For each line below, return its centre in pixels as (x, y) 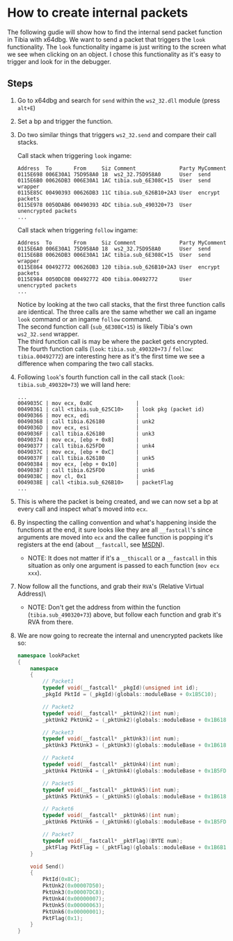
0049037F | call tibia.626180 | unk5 (86, 458)
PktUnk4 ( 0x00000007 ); (74, 899)
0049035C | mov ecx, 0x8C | (78, 403)
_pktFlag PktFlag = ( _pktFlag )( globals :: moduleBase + (122, 847)
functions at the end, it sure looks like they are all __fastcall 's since (115, 530)
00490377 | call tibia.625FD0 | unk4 (86, 446)
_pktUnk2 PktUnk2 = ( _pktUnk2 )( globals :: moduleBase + (122, 720)
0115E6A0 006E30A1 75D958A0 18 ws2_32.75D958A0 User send (114, 248)
